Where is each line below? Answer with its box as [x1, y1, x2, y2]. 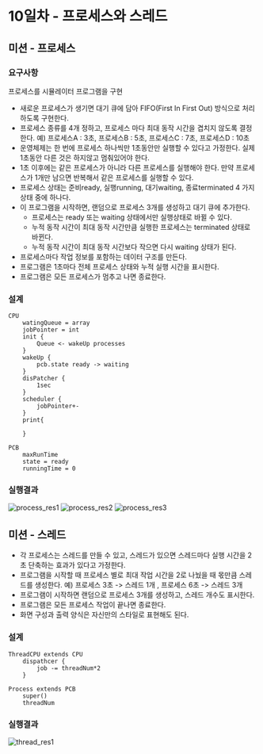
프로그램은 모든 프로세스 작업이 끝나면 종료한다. [19, 600, 166, 610]
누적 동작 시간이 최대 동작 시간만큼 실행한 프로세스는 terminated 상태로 [31, 222, 251, 232]
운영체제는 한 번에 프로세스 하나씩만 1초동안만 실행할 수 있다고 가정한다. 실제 [19, 143, 255, 152]
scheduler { [22, 396, 62, 404]
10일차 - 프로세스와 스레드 [8, 7, 168, 25]
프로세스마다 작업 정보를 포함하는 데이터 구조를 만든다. [19, 251, 188, 262]
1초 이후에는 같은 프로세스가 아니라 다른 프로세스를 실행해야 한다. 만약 [19, 163, 234, 172]
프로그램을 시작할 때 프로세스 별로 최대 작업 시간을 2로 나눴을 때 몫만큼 [19, 570, 238, 580]
